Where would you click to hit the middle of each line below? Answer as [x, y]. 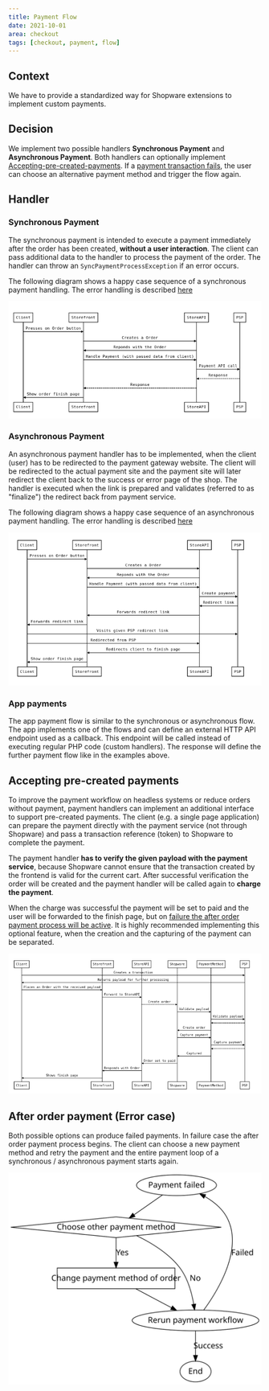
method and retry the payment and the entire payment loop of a [114, 1153]
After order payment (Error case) [92, 1116]
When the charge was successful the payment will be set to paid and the [128, 908]
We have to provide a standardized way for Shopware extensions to [120, 96]
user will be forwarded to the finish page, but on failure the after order [124, 916]
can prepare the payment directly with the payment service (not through [128, 825]
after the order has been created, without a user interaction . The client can [133, 248]
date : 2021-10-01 [37, 25]
